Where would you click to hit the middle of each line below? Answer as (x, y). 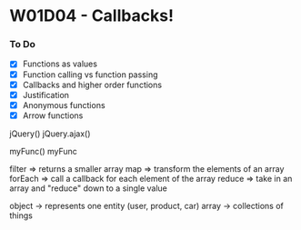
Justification (46, 95)
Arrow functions (53, 115)
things (21, 215)
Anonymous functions (64, 105)
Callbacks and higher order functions (92, 85)
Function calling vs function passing (90, 75)
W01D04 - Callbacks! (92, 16)
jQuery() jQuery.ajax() (50, 134)
